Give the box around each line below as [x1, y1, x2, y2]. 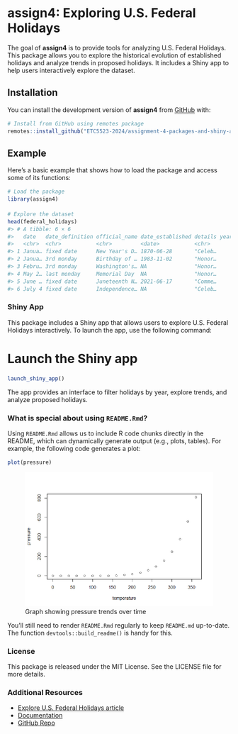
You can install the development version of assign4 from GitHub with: [7, 105, 211, 114]
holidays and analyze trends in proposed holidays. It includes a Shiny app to [7, 58, 229, 67]
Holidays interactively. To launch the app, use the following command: [7, 326, 212, 334]
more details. [7, 669, 46, 678]
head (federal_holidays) [7, 218, 78, 225]
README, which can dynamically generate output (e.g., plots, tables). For [7, 436, 222, 445]
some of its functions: [7, 174, 71, 182]
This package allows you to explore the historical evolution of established [7, 51, 222, 60]
